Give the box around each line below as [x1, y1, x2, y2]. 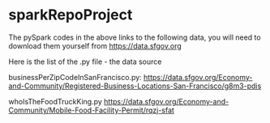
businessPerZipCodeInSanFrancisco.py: [8, 72, 142, 82]
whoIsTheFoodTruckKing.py [8, 96, 103, 106]
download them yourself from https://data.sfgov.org [8, 40, 182, 50]
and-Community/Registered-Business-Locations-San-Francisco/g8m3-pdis [8, 81, 262, 91]
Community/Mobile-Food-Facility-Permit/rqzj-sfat [8, 105, 174, 115]
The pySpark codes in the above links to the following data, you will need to [8, 32, 261, 42]
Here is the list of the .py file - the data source [8, 57, 162, 66]
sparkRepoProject [8, 6, 133, 24]
